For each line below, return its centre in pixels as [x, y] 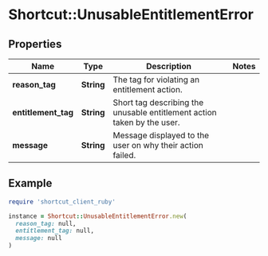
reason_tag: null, [46, 223]
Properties [35, 44]
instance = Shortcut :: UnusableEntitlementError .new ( [98, 216]
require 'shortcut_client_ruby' [62, 202]
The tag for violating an [156, 80]
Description [169, 66]
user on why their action [158, 145]
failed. [124, 155]
